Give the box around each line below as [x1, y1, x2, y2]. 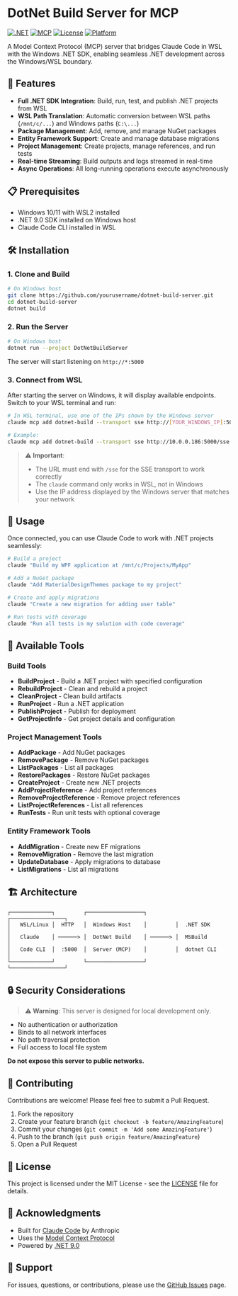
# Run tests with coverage [7, 613, 87, 620]
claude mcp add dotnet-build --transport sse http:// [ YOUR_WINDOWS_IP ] [7, 419, 223, 426]
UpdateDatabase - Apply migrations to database [17, 857, 161, 865]
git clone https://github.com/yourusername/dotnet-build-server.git [7, 292, 214, 299]
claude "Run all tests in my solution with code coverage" [7, 620, 186, 627]
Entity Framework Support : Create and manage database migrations [17, 134, 220, 142]
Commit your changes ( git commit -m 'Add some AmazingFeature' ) [17, 1125, 212, 1134]
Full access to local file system [17, 1043, 108, 1052]
